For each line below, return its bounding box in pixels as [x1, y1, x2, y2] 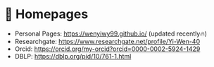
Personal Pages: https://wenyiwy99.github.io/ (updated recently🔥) [14, 29, 207, 38]
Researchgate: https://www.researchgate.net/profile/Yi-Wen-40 [14, 37, 200, 45]
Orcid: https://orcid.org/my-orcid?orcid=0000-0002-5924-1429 [14, 45, 201, 53]
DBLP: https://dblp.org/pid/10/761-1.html [14, 52, 132, 60]
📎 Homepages [4, 6, 89, 22]
